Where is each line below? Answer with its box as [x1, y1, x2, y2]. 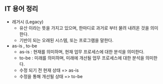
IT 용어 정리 [4, 4, 38, 13]
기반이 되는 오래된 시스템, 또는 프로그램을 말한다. [19, 37, 114, 43]
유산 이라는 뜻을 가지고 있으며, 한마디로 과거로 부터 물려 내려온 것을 [19, 25, 150, 31]
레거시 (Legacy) [11, 19, 44, 25]
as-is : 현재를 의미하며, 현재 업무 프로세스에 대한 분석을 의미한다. [19, 48, 145, 54]
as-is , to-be [11, 42, 38, 48]
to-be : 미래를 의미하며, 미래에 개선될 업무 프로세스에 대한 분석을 [19, 55, 145, 61]
